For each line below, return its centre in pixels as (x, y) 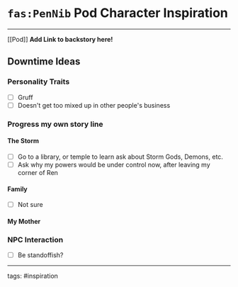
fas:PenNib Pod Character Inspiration (118, 13)
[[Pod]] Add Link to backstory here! (60, 39)
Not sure (30, 205)
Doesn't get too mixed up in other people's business (94, 105)
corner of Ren (38, 173)
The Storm (23, 141)
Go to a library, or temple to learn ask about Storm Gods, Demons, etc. (120, 157)
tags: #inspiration (33, 276)
